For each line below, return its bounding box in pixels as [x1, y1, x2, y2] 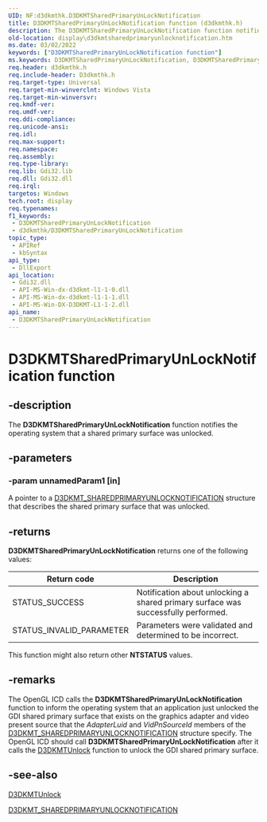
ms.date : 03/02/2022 [8, 41, 77, 49]
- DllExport [11, 264, 52, 272]
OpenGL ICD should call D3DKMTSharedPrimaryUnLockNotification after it [8, 737, 259, 746]
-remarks [8, 673, 56, 686]
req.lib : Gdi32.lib [8, 167, 73, 175]
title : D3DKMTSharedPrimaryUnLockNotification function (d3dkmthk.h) [8, 19, 244, 27]
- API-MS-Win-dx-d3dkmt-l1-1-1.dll [11, 293, 130, 301]
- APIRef [11, 242, 41, 250]
